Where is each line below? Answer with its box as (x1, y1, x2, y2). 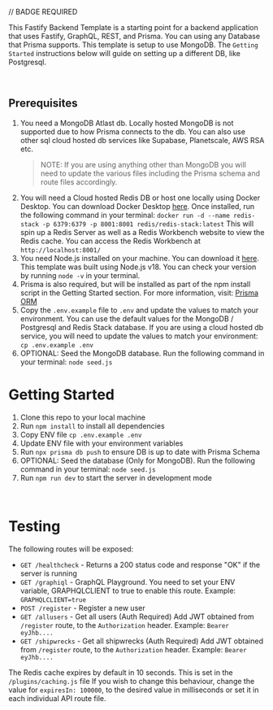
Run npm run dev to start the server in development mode (19, 473, 213, 482)
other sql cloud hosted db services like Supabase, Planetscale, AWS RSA (19, 135, 265, 145)
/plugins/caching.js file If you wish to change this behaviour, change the (8, 676, 255, 686)
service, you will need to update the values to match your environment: (19, 331, 258, 341)
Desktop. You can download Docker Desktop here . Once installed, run (19, 201, 254, 211)
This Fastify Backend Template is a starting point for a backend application (8, 23, 258, 32)
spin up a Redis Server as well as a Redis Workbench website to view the (19, 227, 265, 237)
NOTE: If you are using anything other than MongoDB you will (40, 159, 246, 169)
